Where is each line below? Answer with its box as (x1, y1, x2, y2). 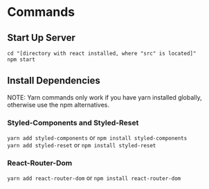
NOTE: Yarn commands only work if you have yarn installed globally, (7, 93, 202, 101)
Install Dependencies (7, 75, 100, 87)
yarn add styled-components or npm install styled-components (7, 134, 188, 142)
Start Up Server (7, 32, 76, 44)
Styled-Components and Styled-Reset (7, 118, 139, 127)
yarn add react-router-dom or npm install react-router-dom (7, 174, 181, 182)
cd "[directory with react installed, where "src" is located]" (7, 50, 197, 57)
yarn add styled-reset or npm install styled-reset (7, 141, 156, 150)
